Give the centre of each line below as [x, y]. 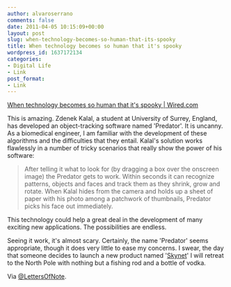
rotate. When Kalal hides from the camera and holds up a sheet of [119, 191]
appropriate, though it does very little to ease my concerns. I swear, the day [115, 248]
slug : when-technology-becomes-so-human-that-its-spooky [91, 40]
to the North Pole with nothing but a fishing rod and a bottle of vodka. [107, 263]
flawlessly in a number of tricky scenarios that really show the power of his [115, 148]
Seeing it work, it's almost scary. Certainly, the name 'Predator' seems [108, 241]
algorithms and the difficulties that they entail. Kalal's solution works [105, 141]
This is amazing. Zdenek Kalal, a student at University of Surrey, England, [112, 119]
